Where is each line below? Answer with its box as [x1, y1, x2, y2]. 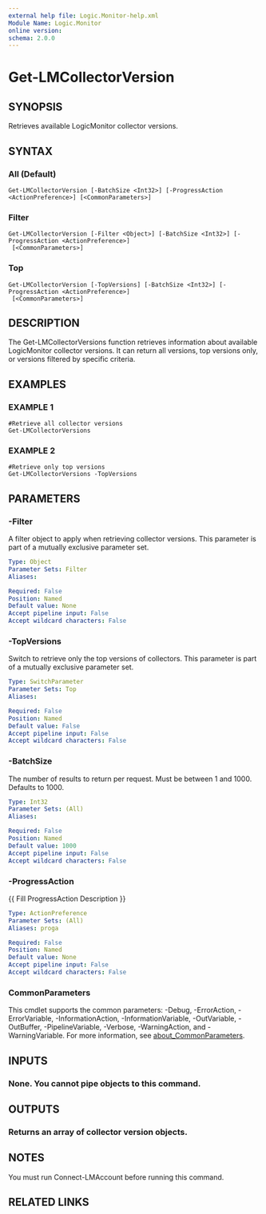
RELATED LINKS [8, 1196, 89, 1209]
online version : [8, 26, 62, 34]
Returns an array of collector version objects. [8, 1126, 188, 1137]
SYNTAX [8, 145, 54, 158]
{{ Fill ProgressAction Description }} [8, 894, 126, 903]
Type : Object [8, 558, 52, 566]
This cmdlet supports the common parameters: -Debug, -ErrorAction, [8, 1006, 237, 1015]
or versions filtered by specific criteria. [8, 355, 136, 364]
